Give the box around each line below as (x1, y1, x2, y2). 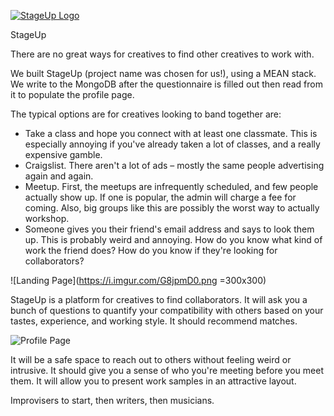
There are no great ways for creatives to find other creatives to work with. (10, 48, 315, 60)
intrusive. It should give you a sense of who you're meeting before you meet (10, 365, 324, 376)
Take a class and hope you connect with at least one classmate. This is (24, 128, 318, 139)
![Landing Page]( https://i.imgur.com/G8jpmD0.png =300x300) (10, 275, 267, 286)
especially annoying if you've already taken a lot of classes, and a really (24, 138, 321, 150)
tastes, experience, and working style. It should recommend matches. (10, 315, 298, 327)
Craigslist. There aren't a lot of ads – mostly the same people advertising (24, 160, 325, 171)
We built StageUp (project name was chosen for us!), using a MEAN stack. (10, 68, 317, 79)
